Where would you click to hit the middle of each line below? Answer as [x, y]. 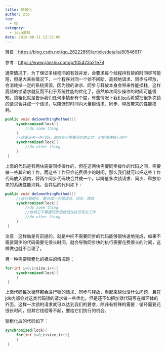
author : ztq [17, 14]
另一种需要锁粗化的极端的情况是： [40, 259]
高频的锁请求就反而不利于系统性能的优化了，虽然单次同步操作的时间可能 [79, 91]
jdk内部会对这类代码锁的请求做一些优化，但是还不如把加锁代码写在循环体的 [82, 298]
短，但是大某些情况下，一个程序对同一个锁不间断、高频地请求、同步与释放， [83, 79]
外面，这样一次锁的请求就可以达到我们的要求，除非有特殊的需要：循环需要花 [83, 305]
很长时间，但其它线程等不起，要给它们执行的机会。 [57, 311]
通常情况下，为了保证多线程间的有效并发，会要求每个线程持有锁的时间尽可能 [83, 73]
